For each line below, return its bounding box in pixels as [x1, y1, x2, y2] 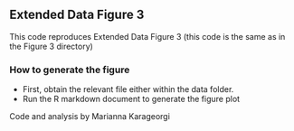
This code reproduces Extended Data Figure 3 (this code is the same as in [9, 31, 286, 42]
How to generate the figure [9, 63, 130, 76]
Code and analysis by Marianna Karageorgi [9, 111, 170, 122]
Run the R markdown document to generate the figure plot [22, 94, 241, 105]
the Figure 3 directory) [9, 41, 93, 51]
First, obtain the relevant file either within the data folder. [22, 84, 234, 95]
